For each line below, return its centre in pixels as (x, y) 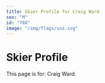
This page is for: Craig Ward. (41, 74)
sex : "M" (17, 17)
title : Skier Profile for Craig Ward (53, 12)
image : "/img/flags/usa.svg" (42, 28)
